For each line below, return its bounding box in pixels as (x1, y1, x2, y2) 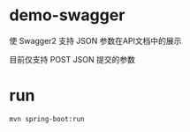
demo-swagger (9, 5, 125, 26)
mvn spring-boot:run (9, 114, 86, 123)
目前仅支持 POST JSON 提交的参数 (9, 54, 135, 64)
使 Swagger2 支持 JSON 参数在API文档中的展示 (9, 35, 182, 46)
